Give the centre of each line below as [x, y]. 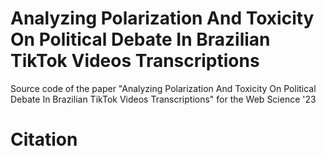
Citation [44, 139]
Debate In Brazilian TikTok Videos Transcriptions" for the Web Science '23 [163, 99]
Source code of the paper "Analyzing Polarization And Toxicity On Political [163, 88]
